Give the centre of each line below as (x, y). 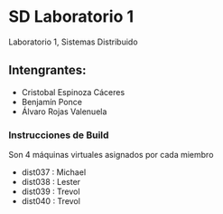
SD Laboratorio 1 (71, 17)
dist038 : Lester (51, 182)
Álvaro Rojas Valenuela (64, 112)
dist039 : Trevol (51, 191)
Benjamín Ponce (52, 102)
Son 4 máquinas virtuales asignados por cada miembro (111, 155)
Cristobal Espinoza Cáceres (73, 92)
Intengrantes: (47, 70)
